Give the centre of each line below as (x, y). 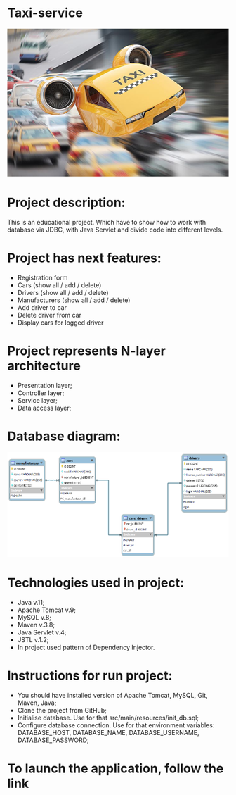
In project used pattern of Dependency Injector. (86, 647)
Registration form (42, 278)
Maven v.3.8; (36, 625)
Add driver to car (42, 308)
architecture (44, 366)
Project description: (66, 203)
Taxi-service (45, 13)
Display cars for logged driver (60, 323)
